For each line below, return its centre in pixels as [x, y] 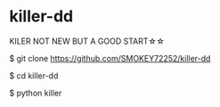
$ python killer [36, 93]
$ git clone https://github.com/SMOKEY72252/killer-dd [110, 58]
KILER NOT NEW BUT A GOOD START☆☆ [87, 41]
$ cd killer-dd [34, 75]
